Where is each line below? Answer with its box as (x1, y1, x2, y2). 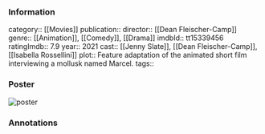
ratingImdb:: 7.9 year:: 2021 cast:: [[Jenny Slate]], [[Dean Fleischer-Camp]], (8, 42, 258, 51)
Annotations (8, 117, 58, 128)
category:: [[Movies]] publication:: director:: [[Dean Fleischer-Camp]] (8, 25, 237, 35)
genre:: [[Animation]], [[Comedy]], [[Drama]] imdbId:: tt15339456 (8, 33, 224, 43)
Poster (8, 79, 35, 90)
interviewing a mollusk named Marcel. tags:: (8, 59, 154, 68)
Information (8, 6, 55, 18)
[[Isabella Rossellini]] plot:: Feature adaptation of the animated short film (8, 51, 247, 60)
